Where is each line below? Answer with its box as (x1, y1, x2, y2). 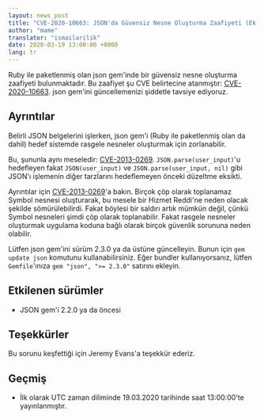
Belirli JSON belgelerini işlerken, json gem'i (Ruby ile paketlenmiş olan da (8, 131, 246, 140)
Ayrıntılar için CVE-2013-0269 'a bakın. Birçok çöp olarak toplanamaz (8, 187, 232, 196)
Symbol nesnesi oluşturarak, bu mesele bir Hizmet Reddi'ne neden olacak (8, 195, 249, 204)
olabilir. (8, 229, 32, 238)
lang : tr (8, 48, 37, 56)
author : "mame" (8, 26, 58, 34)
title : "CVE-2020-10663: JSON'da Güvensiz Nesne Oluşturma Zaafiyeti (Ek (8, 19, 257, 27)
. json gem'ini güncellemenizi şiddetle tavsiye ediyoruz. (48, 87, 228, 96)
